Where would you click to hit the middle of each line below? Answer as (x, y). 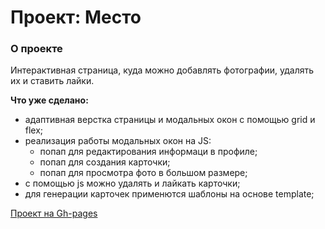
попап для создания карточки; (105, 162)
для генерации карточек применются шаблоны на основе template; (169, 194)
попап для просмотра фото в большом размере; (143, 173)
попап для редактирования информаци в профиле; (148, 152)
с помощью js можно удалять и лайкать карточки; (132, 183)
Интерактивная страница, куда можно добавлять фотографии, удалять (162, 70)
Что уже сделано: (49, 100)
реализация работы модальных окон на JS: (118, 141)
